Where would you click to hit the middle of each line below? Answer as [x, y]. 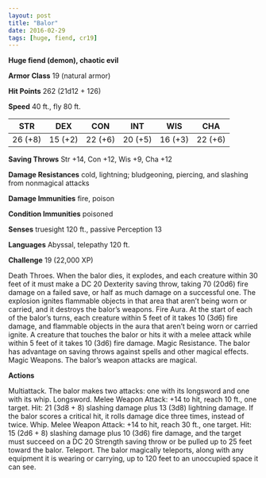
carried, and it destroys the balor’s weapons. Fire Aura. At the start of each [130, 309]
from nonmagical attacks [49, 183]
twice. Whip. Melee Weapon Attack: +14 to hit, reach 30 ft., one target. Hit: [130, 425]
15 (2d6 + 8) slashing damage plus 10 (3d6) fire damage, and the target [125, 433]
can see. [22, 467]
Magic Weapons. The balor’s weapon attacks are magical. [103, 360]
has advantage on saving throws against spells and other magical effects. [129, 352]
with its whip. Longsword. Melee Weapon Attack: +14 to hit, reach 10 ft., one [133, 399]
